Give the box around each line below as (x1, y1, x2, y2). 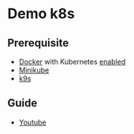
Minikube (18, 65, 50, 75)
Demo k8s (7, 5, 76, 23)
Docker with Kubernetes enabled (18, 57, 126, 66)
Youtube (18, 117, 47, 127)
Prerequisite (7, 36, 69, 50)
